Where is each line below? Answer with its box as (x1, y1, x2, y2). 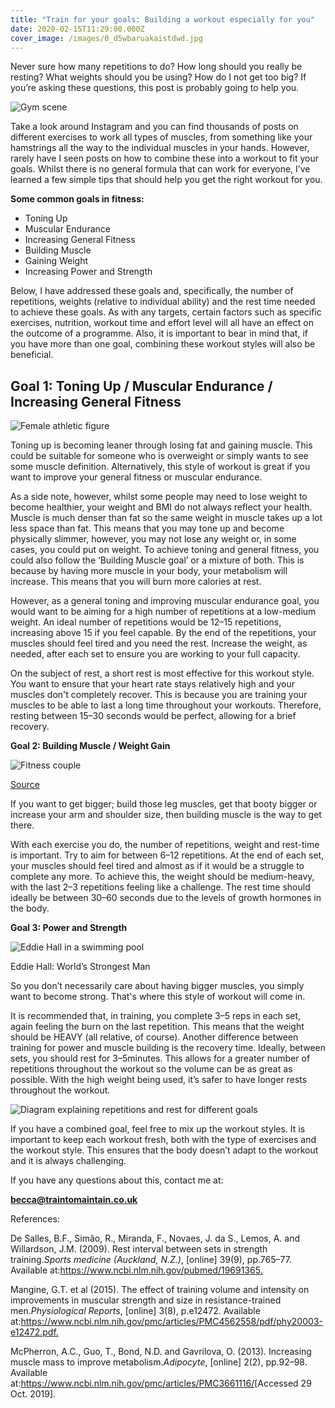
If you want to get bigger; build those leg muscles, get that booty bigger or (10, 798, 318, 810)
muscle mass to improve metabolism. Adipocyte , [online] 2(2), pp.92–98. (10, 1356, 308, 1368)
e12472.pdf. (10, 1326, 59, 1338)
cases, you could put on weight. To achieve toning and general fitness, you (10, 544, 320, 556)
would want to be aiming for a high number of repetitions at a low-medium (10, 606, 317, 618)
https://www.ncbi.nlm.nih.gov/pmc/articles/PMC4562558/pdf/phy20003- (20, 1316, 323, 1328)
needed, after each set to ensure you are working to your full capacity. (10, 648, 301, 660)
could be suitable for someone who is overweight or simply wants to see (10, 450, 309, 462)
